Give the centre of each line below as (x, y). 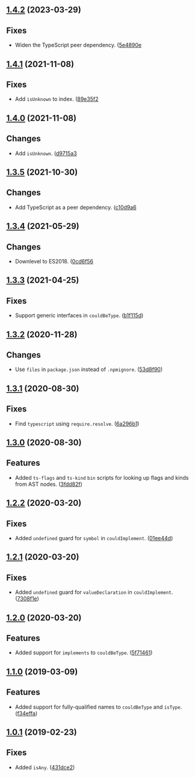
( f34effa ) (26, 713)
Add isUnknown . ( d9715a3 (46, 153)
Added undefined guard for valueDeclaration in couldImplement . (94, 592)
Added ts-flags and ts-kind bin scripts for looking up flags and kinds (102, 477)
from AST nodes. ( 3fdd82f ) (49, 484)
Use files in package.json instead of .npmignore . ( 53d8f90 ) (89, 369)
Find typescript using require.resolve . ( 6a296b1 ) (77, 424)
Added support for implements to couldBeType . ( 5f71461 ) (84, 653)
